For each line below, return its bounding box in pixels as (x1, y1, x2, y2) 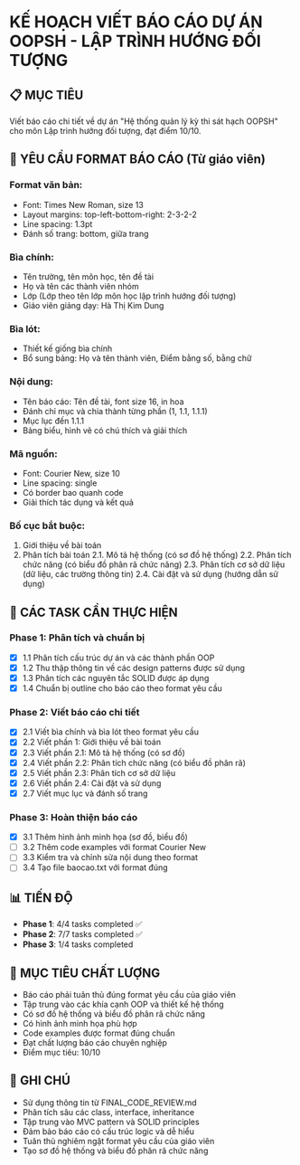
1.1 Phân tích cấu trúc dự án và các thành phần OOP (22, 652, 215, 663)
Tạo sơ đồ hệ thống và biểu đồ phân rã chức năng (22, 1145, 209, 1156)
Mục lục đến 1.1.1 (22, 415, 84, 426)
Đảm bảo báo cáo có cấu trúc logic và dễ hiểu (22, 1125, 194, 1137)
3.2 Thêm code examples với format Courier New (22, 842, 206, 853)
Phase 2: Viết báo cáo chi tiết (9, 706, 140, 719)
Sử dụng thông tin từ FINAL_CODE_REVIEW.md (22, 1097, 197, 1108)
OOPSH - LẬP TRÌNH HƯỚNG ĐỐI (9, 31, 262, 52)
